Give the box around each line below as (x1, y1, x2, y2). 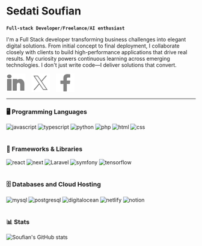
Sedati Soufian (6, 4, 81, 18)
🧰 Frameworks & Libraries (6, 145, 83, 153)
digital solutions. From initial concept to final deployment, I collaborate (6, 42, 180, 49)
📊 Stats (6, 218, 30, 226)
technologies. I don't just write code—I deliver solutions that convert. (6, 61, 177, 69)
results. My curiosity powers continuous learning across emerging (6, 55, 170, 62)
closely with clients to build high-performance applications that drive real (6, 48, 188, 55)
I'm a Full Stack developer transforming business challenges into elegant (6, 35, 186, 43)
